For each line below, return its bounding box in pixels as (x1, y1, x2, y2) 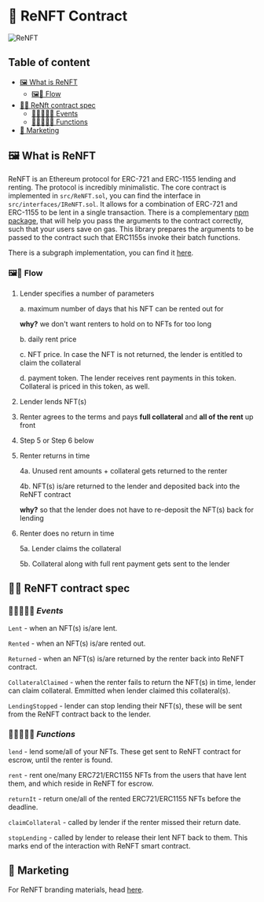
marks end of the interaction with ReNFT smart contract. (8, 841, 191, 850)
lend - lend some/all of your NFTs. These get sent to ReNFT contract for (8, 746, 241, 756)
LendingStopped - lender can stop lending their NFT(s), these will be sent (8, 701, 243, 710)
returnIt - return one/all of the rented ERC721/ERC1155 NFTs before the (8, 793, 241, 803)
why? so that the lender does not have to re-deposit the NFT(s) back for (19, 505, 254, 514)
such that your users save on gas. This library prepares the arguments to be (8, 224, 254, 234)
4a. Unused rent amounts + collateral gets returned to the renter (19, 466, 228, 475)
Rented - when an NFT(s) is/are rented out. (8, 639, 146, 648)
